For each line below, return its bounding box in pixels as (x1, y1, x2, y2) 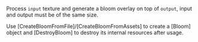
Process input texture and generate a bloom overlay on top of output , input (6, 5, 193, 12)
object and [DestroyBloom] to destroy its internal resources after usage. (6, 29, 184, 36)
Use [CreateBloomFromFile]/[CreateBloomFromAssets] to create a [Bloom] (6, 23, 191, 30)
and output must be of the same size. (6, 11, 98, 18)
